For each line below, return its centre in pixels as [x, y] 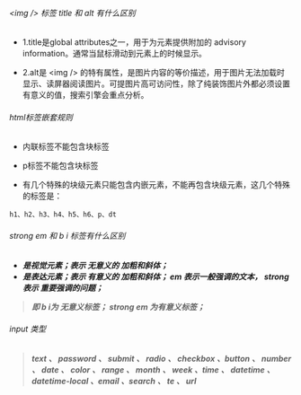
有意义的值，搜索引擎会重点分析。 [85, 95]
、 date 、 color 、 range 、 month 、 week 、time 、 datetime [148, 369]
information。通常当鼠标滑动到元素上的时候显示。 [114, 54]
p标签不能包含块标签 [60, 166]
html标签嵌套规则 [41, 117]
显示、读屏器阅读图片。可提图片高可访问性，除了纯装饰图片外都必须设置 [156, 83]
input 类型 [28, 329]
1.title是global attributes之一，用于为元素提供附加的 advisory [134, 42]
